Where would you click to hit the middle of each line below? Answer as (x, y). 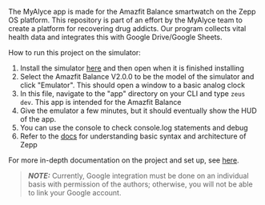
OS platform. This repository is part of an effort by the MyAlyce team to (125, 20)
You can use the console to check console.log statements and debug (134, 128)
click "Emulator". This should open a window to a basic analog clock (132, 85)
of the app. (38, 119)
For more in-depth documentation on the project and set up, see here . (124, 160)
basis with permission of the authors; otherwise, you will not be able (141, 184)
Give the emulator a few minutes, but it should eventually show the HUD (139, 111)
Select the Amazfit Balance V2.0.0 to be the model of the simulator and (137, 76)
